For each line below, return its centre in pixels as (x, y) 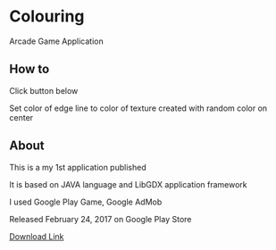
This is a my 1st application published (78, 167)
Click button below (44, 90)
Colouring (47, 17)
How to (29, 69)
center (21, 117)
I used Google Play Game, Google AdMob (86, 202)
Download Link (37, 236)
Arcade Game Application (57, 41)
